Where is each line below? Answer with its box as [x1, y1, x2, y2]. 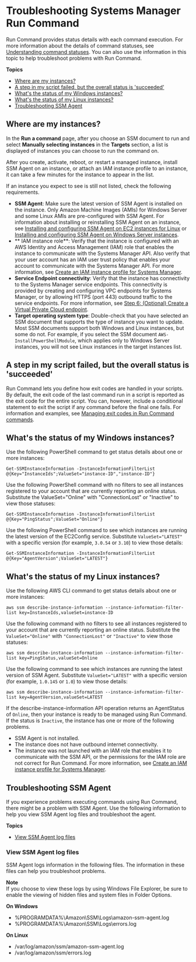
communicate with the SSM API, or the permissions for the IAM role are [14, 753, 186, 760]
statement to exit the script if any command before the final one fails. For [6, 403, 181, 411]
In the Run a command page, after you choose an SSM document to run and [6, 135, 190, 142]
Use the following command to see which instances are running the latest [6, 666, 183, 673]
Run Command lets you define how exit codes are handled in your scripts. [6, 385, 184, 392]
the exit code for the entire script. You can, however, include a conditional [6, 397, 183, 404]
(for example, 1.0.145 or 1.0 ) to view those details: [6, 678, 128, 685]
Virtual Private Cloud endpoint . [14, 306, 89, 313]
